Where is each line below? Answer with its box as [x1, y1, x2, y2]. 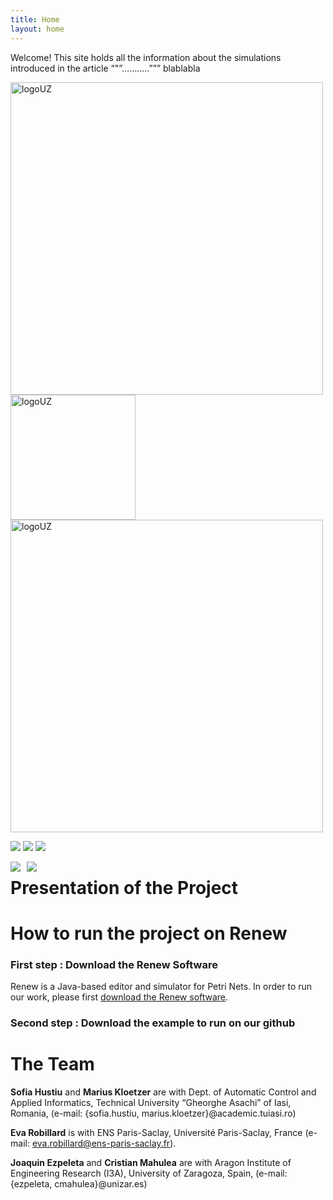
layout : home [10, 24, 65, 34]
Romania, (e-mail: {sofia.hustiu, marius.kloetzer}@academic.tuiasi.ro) [10, 1107, 297, 1120]
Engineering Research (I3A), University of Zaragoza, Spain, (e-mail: [10, 1167, 288, 1180]
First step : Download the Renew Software [10, 957, 218, 971]
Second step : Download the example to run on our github [10, 1016, 296, 1030]
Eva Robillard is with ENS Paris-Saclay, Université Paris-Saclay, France [10, 1127, 303, 1139]
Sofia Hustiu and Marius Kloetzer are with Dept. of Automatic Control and [10, 1086, 317, 1098]
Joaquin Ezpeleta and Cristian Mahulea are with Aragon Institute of [10, 1157, 292, 1169]
